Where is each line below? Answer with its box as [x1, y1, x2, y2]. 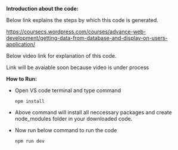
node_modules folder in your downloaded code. [14, 115, 133, 122]
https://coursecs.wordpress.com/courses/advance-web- [6, 28, 146, 35]
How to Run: [6, 76, 38, 82]
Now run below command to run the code [14, 127, 117, 133]
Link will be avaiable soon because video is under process [6, 64, 149, 71]
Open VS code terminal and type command [14, 87, 121, 94]
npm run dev [14, 138, 45, 144]
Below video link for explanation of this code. [6, 52, 117, 59]
